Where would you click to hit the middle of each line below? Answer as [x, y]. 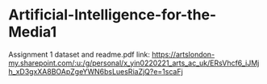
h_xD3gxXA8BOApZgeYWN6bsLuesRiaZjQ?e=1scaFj [96, 71]
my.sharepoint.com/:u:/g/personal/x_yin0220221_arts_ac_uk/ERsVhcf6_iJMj [134, 63]
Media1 [33, 32]
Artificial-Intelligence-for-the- [113, 15]
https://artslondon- [184, 54]
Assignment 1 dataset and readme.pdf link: [79, 54]
